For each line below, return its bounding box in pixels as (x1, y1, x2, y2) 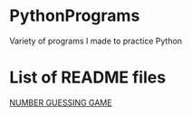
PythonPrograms (9, 5, 140, 26)
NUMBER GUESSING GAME (9, 97, 112, 108)
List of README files (9, 67, 167, 88)
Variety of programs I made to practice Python (9, 35, 183, 46)
